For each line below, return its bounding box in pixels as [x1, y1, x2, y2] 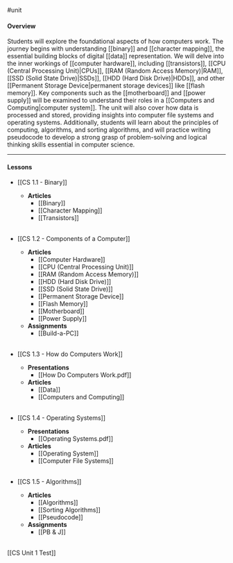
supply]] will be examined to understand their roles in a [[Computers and [7, 96, 215, 105]
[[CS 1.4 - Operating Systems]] [17, 414, 106, 422]
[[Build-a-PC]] [37, 329, 79, 337]
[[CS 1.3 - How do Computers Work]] [17, 350, 123, 358]
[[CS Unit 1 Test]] [7, 548, 56, 557]
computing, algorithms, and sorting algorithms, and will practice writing [7, 126, 212, 134]
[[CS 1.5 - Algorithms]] [17, 478, 82, 486]
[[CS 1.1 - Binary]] [17, 178, 67, 187]
